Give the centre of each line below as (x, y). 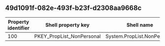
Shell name (140, 25)
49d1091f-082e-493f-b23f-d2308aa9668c (73, 8)
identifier (18, 28)
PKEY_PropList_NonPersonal (68, 36)
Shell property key (68, 25)
